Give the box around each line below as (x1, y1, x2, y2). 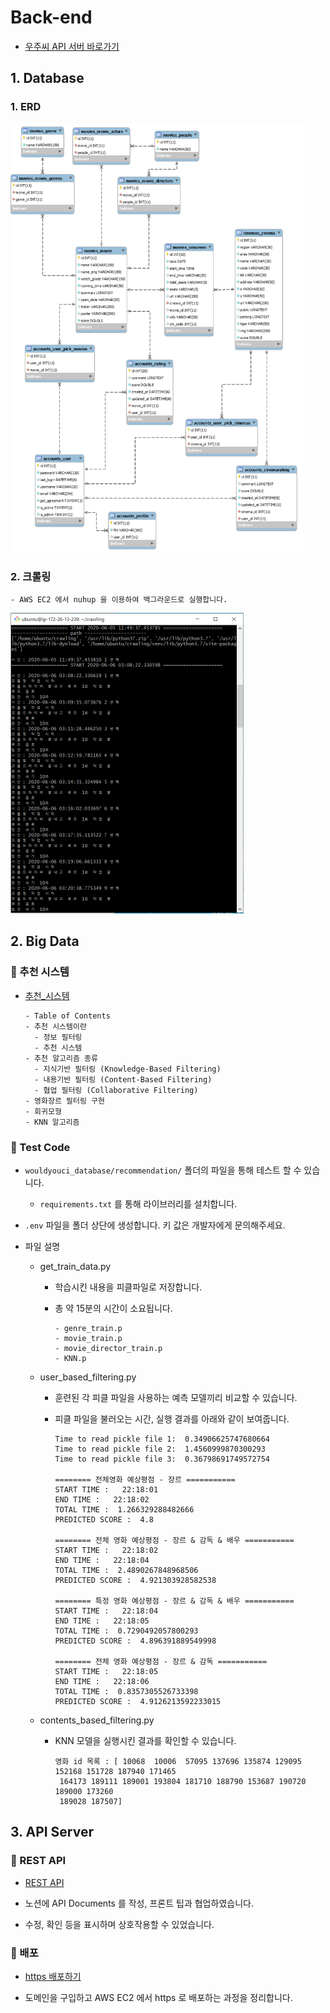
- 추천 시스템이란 (24, 1021, 87, 1031)
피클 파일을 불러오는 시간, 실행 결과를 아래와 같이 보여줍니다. (54, 1412, 290, 1425)
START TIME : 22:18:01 (54, 1484, 159, 1495)
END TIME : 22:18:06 (54, 1676, 150, 1686)
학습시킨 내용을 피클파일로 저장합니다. (54, 1281, 203, 1293)
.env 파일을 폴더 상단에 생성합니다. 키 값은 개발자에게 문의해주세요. (24, 1219, 286, 1231)
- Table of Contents (24, 1011, 111, 1021)
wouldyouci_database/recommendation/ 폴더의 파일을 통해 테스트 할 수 (24, 1164, 302, 1176)
